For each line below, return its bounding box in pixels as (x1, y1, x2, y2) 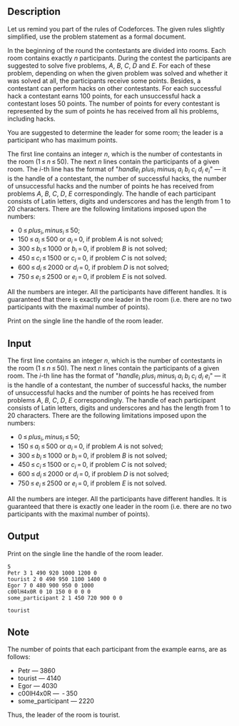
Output (7, 530, 39, 543)
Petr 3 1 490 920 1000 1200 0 (7, 569, 98, 577)
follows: (7, 652, 31, 661)
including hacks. (7, 114, 56, 123)
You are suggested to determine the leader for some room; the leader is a (7, 128, 223, 136)
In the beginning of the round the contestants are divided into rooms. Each (7, 46, 226, 54)
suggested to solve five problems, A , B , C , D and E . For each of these (7, 61, 211, 70)
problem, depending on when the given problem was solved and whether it (7, 69, 228, 77)
